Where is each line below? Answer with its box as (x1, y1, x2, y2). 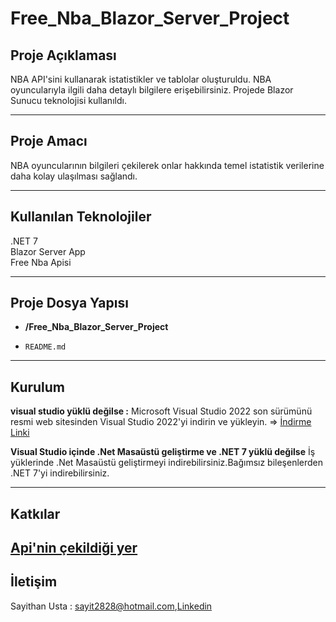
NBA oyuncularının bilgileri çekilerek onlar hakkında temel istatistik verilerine (10, 159, 325, 171)
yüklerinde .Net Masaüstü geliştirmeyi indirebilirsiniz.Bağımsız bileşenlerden (10, 457, 324, 469)
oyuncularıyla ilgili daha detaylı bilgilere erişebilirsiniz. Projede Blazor (10, 84, 294, 96)
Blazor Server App (10, 245, 86, 257)
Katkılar (10, 505, 61, 522)
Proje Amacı (10, 133, 88, 150)
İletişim (10, 573, 58, 591)
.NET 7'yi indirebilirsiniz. (10, 467, 110, 479)
